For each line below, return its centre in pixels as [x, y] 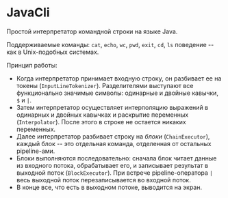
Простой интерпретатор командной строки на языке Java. [92, 31]
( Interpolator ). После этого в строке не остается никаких [101, 122]
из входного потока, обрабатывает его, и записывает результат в [112, 165]
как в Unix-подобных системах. [53, 52]
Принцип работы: [32, 65]
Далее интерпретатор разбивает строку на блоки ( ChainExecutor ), [113, 136]
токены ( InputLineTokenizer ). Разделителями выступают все [105, 85]
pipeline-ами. [36, 151]
